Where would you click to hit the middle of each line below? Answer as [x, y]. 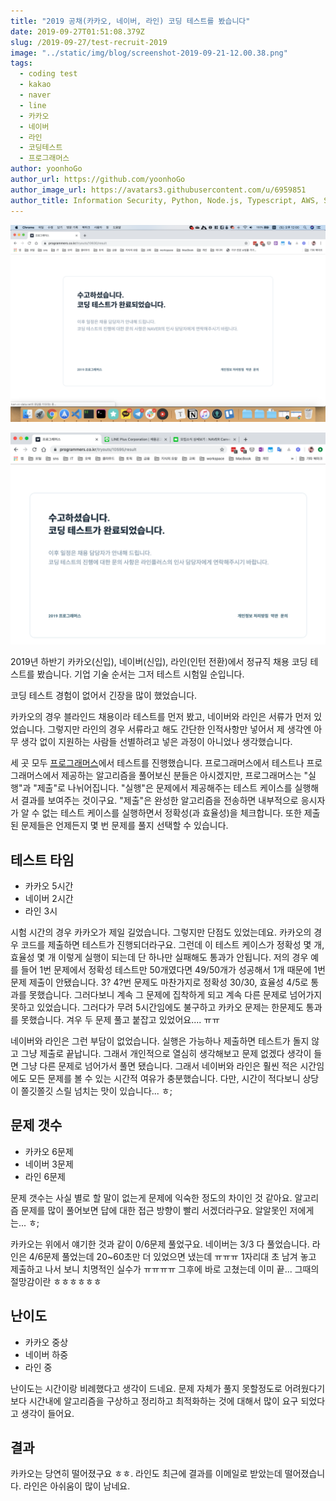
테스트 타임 [42, 860]
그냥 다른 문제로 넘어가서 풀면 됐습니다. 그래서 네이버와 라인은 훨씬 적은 [159, 1066]
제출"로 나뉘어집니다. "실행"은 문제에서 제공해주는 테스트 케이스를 [164, 788]
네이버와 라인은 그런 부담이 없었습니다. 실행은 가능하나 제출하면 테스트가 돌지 [160, 1041]
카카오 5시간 [49, 886]
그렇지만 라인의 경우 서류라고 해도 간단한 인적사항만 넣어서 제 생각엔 [179, 729]
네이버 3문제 [49, 1164]
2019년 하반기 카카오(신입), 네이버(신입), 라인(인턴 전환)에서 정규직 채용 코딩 [159, 662]
